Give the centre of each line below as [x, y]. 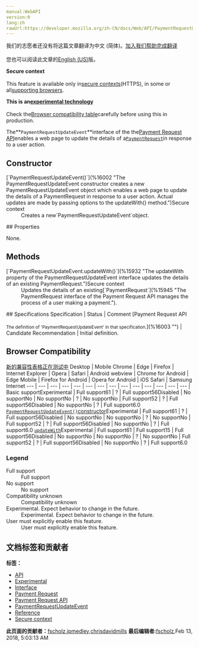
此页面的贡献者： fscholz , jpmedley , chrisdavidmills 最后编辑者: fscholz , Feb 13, [99, 631]
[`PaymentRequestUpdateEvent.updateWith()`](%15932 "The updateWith [95, 271]
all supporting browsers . [35, 90]
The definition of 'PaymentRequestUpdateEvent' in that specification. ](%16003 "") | [94, 326]
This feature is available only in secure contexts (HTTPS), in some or [88, 84]
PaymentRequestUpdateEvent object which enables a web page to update [97, 190]
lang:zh [16, 23]
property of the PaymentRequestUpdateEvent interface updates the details [97, 277]
